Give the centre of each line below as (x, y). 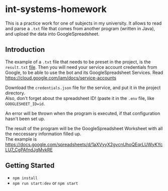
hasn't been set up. (25, 119)
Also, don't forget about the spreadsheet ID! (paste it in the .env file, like (80, 98)
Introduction (25, 50)
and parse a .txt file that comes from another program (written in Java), (80, 28)
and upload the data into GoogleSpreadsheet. (52, 34)
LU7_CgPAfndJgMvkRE (29, 150)
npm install (25, 178)
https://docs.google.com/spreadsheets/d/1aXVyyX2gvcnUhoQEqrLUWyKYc (84, 144)
